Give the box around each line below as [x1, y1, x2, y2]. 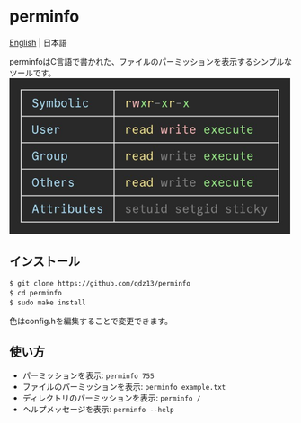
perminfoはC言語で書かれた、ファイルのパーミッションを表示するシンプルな [9, 56, 293, 66]
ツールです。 [9, 67, 57, 78]
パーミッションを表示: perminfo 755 [22, 370, 155, 381]
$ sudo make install [9, 298, 87, 307]
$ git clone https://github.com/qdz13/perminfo [9, 279, 191, 288]
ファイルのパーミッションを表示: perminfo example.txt [22, 381, 226, 392]
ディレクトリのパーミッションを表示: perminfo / [22, 392, 201, 403]
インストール [9, 253, 81, 269]
